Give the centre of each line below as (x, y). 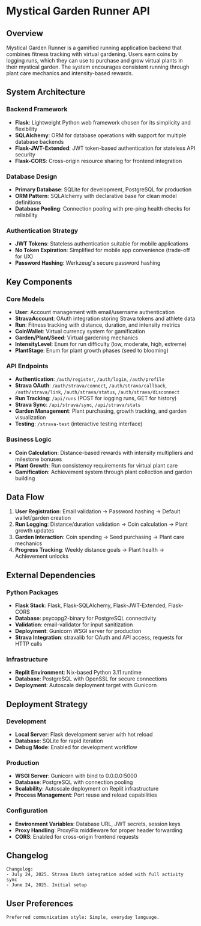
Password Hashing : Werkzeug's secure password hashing (88, 263)
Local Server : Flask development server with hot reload (84, 735)
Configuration (27, 810)
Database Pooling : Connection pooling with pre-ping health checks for (103, 208)
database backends (39, 141)
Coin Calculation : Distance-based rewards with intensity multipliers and (104, 452)
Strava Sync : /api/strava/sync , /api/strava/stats (78, 405)
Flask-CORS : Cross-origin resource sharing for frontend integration (98, 161)
